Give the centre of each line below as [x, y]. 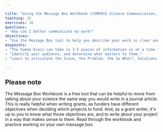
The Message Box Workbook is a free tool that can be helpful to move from [80, 94]
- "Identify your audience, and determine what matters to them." [73, 54]
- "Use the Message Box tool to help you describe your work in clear [78, 41]
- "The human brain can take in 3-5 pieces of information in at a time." [82, 49]
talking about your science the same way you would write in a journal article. [81, 99]
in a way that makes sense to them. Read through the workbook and [73, 119]
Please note [23, 82]
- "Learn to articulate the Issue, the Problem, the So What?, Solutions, [82, 58]
